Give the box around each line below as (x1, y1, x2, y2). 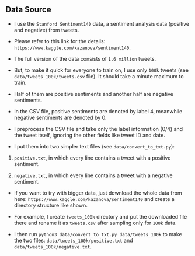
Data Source (5, 5, 51, 15)
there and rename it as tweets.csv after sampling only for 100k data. (13, 219, 177, 226)
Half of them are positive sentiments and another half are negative (13, 90, 173, 97)
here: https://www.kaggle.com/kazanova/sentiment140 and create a (13, 195, 175, 202)
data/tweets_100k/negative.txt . (13, 243, 92, 250)
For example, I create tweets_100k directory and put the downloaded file (13, 213, 187, 220)
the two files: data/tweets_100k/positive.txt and (13, 237, 133, 244)
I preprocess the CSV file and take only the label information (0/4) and (13, 125, 183, 132)
